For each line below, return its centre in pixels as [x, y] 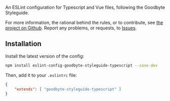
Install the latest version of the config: [45, 56]
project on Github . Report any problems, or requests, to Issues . [71, 28]
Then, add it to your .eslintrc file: [41, 75]
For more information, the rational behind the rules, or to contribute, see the [84, 23]
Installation [23, 44]
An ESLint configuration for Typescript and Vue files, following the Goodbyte [85, 7]
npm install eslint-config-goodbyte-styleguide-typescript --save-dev [81, 65]
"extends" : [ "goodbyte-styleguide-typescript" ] [68, 89]
